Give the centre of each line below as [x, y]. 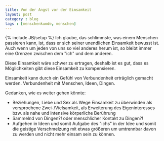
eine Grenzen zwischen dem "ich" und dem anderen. [59, 54]
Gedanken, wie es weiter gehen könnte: [45, 93]
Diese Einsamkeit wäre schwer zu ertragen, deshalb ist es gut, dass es [77, 63]
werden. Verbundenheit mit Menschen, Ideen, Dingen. [60, 83]
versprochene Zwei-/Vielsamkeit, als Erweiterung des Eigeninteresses [83, 108]
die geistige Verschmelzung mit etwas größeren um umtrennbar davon [84, 129]
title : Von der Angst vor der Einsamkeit [48, 10]
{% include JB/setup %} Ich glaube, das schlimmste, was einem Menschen [82, 38]
